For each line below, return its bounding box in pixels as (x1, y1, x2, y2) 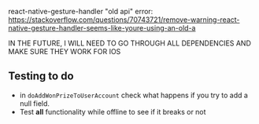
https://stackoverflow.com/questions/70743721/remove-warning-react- (8, 15, 240, 24)
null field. (19, 98, 50, 108)
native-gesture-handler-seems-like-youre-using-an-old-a (8, 24, 196, 32)
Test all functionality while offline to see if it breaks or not (19, 107, 206, 116)
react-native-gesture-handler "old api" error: (8, 7, 154, 16)
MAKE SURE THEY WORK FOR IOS (8, 47, 121, 56)
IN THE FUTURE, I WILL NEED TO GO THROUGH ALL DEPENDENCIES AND (8, 38, 252, 48)
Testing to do (8, 70, 74, 83)
